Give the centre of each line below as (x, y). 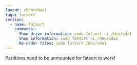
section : (15, 19)
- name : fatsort (27, 24)
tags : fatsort (21, 15)
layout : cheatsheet (26, 10)
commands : (25, 29)
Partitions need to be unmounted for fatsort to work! (60, 58)
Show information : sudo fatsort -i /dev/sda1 (68, 39)
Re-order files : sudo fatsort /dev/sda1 (63, 44)
